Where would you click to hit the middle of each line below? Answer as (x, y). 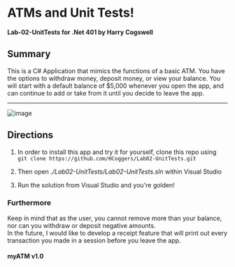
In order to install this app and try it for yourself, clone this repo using (117, 152)
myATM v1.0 (26, 257)
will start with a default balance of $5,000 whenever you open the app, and (115, 86)
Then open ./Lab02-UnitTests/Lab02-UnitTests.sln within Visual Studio (120, 171)
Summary (29, 54)
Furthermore (29, 203)
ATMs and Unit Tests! (71, 13)
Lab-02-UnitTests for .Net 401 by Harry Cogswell (80, 32)
